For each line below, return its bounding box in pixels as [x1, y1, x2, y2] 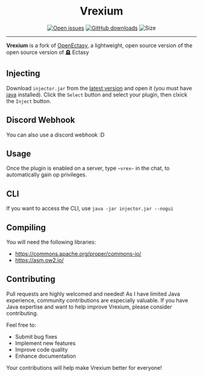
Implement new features [14, 339, 76, 347]
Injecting [6, 68, 40, 79]
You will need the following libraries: [6, 238, 97, 245]
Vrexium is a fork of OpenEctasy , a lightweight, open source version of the [6, 41, 193, 49]
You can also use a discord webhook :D [6, 131, 105, 138]
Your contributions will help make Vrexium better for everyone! [6, 364, 162, 371]
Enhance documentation [14, 352, 77, 359]
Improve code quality [14, 345, 68, 353]
